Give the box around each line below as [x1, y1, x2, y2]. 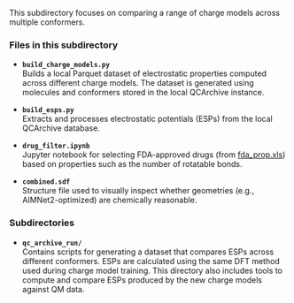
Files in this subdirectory [9, 39, 119, 51]
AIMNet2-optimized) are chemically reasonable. [21, 194, 197, 206]
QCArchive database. [21, 123, 100, 133]
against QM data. [21, 284, 85, 294]
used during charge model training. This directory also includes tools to [21, 265, 283, 276]
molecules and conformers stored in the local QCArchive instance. [21, 87, 265, 98]
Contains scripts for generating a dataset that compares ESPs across [21, 246, 275, 257]
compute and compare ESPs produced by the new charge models [21, 274, 263, 285]
